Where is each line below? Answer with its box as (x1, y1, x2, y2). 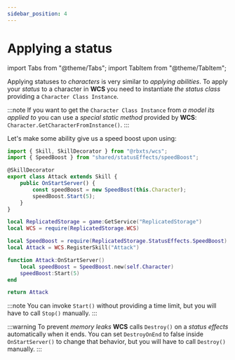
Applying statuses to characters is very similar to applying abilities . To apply (7, 77, 228, 85)
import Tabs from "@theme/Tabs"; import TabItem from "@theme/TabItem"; (7, 64, 227, 72)
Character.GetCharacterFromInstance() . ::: (7, 120, 130, 129)
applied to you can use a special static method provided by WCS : (7, 113, 197, 121)
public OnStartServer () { (20, 180, 96, 187)
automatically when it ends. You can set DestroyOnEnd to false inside (7, 330, 203, 338)
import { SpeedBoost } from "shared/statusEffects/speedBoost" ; (7, 154, 199, 161)
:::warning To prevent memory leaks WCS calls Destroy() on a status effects (7, 323, 229, 331)
